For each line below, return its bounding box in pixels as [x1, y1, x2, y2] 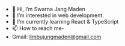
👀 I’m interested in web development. [11, 12, 104, 19]
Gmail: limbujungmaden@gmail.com [11, 33, 102, 40]
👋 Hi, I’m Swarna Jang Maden [11, 6, 86, 12]
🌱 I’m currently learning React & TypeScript [11, 18, 119, 25]
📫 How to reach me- [11, 25, 64, 32]
